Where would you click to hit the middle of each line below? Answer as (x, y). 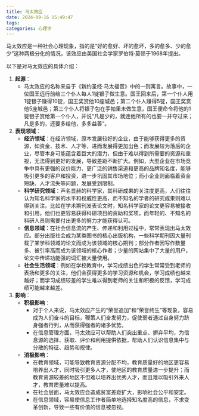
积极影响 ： (37, 303)
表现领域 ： (28, 131)
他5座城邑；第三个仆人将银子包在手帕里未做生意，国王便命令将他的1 (107, 109)
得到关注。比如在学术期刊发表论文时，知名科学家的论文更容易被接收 (107, 206)
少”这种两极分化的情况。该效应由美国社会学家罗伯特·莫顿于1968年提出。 (95, 54)
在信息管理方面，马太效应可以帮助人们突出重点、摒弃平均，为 (108, 332)
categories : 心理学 (29, 28)
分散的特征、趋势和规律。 (64, 347)
